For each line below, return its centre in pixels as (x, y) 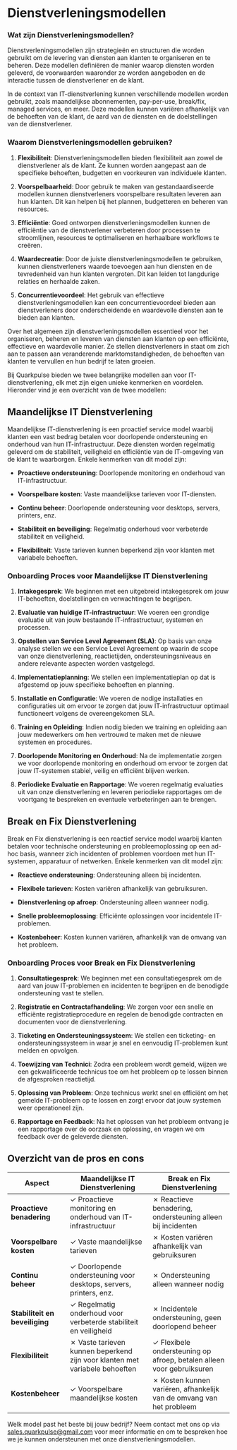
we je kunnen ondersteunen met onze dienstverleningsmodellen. (102, 1439)
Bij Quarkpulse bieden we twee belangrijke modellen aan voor (97, 375)
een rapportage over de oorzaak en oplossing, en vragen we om (111, 1129)
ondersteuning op (182, 1351)
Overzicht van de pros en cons (76, 1159)
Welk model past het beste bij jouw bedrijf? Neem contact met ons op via (114, 1424)
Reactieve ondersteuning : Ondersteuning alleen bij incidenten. (109, 875)
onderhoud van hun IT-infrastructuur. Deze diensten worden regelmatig (111, 444)
